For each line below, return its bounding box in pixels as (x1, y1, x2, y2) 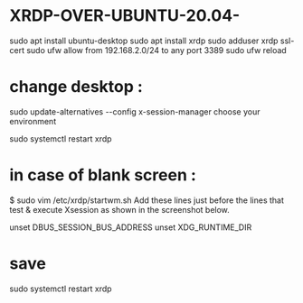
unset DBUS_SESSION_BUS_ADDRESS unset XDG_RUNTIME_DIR (9, 222, 252, 233)
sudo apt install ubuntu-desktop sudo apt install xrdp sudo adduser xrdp (9, 35, 279, 46)
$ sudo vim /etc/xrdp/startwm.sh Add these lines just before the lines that (9, 195, 285, 206)
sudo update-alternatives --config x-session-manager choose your (9, 106, 260, 117)
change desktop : (9, 77, 143, 97)
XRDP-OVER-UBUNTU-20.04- (9, 5, 241, 26)
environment (9, 115, 57, 126)
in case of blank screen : (9, 165, 197, 186)
